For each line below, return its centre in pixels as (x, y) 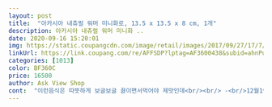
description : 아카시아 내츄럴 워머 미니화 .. (76, 31)
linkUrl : (23, 53)
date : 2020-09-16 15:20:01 (54, 38)
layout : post (30, 16)
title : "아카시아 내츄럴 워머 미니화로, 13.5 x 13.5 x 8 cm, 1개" (113, 23)
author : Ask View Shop (47, 83)
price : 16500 (30, 76)
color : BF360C (32, 68)
